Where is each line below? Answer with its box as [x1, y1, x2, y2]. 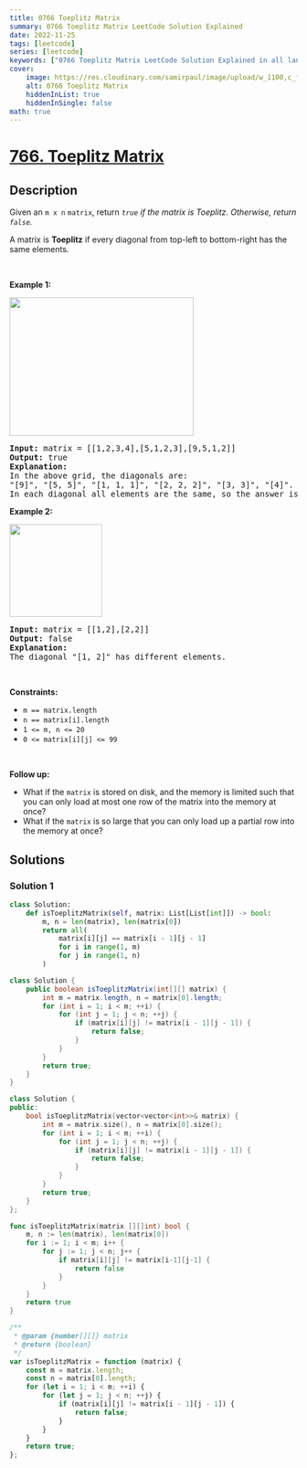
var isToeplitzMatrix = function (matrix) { [9, 1356, 182, 1367]
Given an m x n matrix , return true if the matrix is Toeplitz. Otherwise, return [9, 207, 297, 218]
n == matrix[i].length [22, 716, 110, 725]
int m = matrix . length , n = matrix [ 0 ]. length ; [42, 993, 223, 1002]
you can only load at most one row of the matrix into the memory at [22, 796, 277, 807]
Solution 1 [9, 879, 54, 892]
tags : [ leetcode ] [9, 38, 76, 48]
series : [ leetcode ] [9, 48, 84, 57]
